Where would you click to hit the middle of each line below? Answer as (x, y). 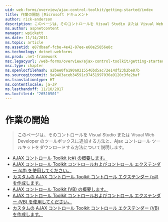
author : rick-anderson (29, 19)
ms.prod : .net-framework (31, 56)
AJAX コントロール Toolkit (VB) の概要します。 (60, 189)
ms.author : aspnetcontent (32, 29)
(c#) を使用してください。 (45, 170)
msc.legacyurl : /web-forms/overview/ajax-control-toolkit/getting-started (85, 61)
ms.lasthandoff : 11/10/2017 (34, 89)
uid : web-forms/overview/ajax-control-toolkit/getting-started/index (79, 10)
